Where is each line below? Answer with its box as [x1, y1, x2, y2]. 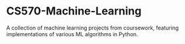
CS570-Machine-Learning [6, 4, 142, 18]
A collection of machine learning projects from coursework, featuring [6, 24, 179, 31]
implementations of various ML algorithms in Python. [6, 30, 138, 37]
